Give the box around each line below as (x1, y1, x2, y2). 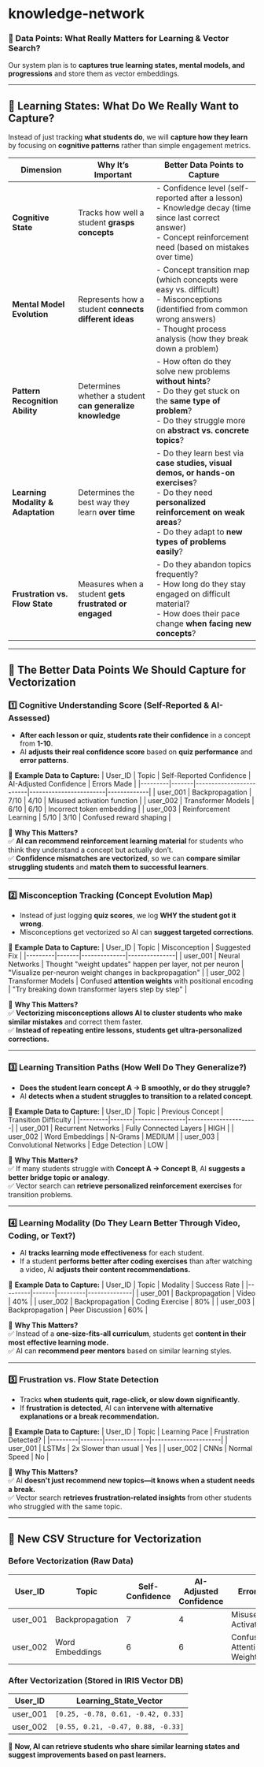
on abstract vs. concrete (156, 425, 250, 436)
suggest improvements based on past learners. (8, 1750, 167, 1760)
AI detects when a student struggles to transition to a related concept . (19, 1091, 253, 1100)
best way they (78, 497, 130, 508)
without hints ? (156, 376, 211, 387)
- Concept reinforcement (156, 232, 249, 243)
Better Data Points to (163, 159, 244, 170)
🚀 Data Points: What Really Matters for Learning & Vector (8, 33, 229, 44)
